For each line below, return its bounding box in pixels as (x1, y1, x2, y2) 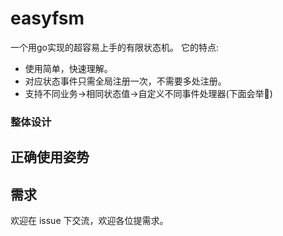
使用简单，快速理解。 (24, 62, 113, 74)
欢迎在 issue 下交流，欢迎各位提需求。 (10, 215, 169, 227)
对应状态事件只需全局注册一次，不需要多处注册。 (24, 75, 227, 87)
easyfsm (10, 7, 85, 30)
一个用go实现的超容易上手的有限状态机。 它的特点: (10, 41, 219, 53)
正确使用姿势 (10, 149, 90, 166)
